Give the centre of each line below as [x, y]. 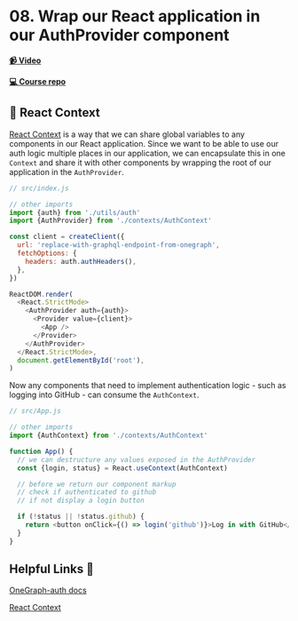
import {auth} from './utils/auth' [75, 212]
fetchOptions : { [47, 253]
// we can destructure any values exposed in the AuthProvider [136, 459]
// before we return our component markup [97, 484]
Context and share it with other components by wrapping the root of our [141, 163]
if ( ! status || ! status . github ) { [81, 517]
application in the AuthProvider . [67, 171]
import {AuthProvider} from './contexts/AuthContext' [111, 221]
